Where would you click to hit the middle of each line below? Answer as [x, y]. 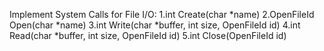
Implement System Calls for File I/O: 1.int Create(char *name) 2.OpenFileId [162, 14]
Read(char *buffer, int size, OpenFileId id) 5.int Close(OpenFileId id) [148, 35]
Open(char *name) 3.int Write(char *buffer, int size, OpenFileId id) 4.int [155, 25]
